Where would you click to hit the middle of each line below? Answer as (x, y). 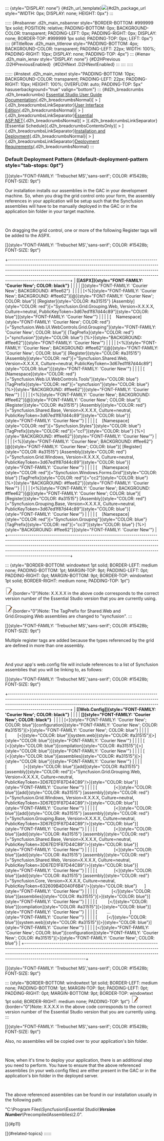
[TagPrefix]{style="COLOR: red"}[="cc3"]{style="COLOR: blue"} (70, 525)
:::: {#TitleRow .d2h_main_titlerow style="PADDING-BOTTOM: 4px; (72, 44)
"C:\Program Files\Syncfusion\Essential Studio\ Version (60, 1109)
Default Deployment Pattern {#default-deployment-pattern (76, 159)
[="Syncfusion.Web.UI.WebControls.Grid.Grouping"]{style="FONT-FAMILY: (81, 327)
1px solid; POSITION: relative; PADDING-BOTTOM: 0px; (60, 28)
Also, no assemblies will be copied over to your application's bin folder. (76, 1041)
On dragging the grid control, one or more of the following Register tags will (81, 230)
